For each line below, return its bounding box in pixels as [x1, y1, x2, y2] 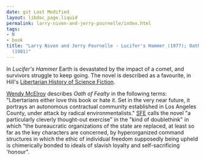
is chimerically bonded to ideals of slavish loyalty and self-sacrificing [6, 141, 180, 149]
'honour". [6, 148, 30, 155]
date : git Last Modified [6, 9, 70, 15]
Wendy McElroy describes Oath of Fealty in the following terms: [6, 89, 167, 97]
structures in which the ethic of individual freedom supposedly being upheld [6, 135, 198, 142]
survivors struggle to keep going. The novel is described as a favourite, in [6, 71, 192, 79]
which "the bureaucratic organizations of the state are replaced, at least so [6, 122, 195, 130]
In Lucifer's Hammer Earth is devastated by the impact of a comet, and [6, 65, 184, 72]
